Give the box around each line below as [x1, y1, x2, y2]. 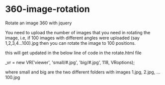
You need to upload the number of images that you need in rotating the [5, 29, 151, 35]
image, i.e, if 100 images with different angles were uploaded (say [5, 35, 140, 41]
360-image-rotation [5, 3, 90, 15]
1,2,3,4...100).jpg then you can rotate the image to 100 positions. [5, 40, 136, 46]
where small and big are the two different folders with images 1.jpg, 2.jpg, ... [5, 69, 161, 75]
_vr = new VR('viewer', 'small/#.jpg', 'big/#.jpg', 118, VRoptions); [5, 59, 135, 65]
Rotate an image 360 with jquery [5, 20, 72, 26]
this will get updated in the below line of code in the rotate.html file [5, 50, 142, 56]
